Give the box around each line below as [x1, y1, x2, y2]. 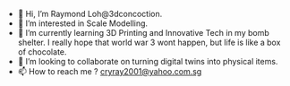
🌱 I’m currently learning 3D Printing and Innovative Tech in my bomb [17, 28, 270, 38]
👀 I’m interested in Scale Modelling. [17, 18, 149, 29]
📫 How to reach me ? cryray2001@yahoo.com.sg [17, 66, 202, 76]
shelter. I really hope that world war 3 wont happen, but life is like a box [17, 37, 281, 47]
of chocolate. [17, 47, 67, 57]
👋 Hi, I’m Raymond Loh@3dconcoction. [17, 9, 163, 19]
